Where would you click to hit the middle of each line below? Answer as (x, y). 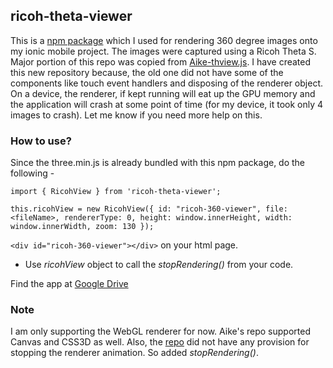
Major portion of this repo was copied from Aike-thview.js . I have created (161, 61)
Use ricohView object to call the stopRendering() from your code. (159, 265)
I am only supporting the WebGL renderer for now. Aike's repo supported (160, 331)
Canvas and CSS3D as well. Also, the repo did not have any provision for (160, 342)
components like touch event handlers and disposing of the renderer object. (167, 83)
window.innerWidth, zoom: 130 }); (82, 227)
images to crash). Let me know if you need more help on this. (136, 115)
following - (32, 173)
